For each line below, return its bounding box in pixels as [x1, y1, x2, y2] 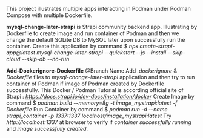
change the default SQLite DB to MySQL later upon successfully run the [6, 36, 185, 43]
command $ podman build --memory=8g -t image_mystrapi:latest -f [6, 99, 178, 107]
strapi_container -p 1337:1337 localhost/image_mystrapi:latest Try [6, 112, 171, 119]
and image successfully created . [6, 125, 88, 132]
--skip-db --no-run [21, 56, 70, 62]
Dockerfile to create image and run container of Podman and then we [6, 30, 179, 37]
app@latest [6, 49, 35, 56]
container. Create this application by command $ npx [6, 42, 139, 50]
